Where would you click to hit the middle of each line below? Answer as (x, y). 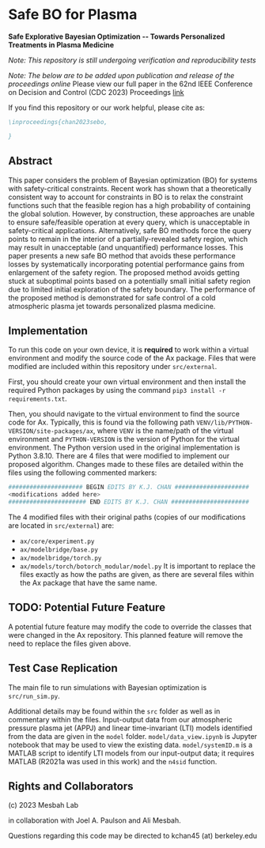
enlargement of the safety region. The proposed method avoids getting (124, 272)
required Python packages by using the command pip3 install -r (117, 390)
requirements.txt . (38, 399)
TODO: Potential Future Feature (87, 607)
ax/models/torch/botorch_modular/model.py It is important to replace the (137, 566)
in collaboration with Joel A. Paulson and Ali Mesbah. (95, 820)
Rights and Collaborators (71, 786)
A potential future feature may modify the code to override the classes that (130, 627)
